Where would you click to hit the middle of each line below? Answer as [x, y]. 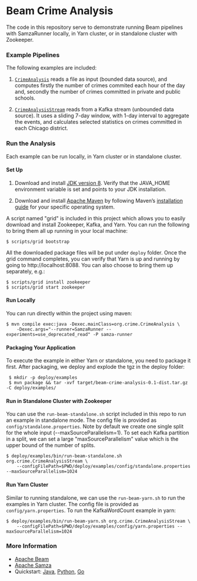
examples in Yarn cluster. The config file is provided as [73, 504]
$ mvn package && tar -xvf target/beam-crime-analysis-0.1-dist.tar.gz [98, 383]
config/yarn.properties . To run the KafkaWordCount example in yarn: [91, 510]
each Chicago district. [41, 128]
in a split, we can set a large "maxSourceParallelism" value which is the [92, 439]
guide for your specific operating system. [65, 207]
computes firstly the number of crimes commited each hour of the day [100, 85]
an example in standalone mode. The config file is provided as [81, 420]
